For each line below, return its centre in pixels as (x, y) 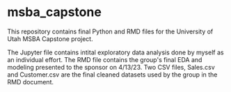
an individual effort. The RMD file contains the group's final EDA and (105, 59)
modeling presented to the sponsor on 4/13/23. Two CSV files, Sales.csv (111, 67)
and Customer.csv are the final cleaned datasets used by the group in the (112, 75)
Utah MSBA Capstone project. (50, 38)
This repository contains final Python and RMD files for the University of (110, 31)
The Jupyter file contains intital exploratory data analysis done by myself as (115, 52)
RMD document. (31, 82)
